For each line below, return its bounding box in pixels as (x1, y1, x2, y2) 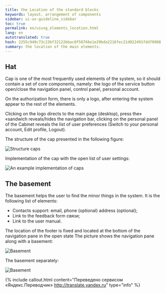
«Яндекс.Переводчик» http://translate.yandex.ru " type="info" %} (5, 282, 141, 288)
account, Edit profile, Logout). (5, 127, 66, 133)
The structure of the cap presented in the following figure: (5, 136, 124, 142)
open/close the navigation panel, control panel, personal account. (5, 86, 140, 92)
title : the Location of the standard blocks (5, 7, 99, 12)
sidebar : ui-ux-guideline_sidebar (5, 16, 77, 21)
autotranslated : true (5, 35, 50, 40)
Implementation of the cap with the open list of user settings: (5, 155, 130, 161)
